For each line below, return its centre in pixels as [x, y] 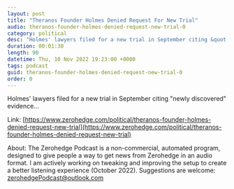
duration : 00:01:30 [36, 46]
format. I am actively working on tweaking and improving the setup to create [117, 163]
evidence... [23, 106]
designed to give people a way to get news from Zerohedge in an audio [110, 155]
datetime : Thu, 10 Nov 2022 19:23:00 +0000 [72, 59]
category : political [37, 33]
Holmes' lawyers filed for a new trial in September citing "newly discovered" [117, 99]
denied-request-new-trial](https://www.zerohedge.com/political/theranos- [115, 127]
